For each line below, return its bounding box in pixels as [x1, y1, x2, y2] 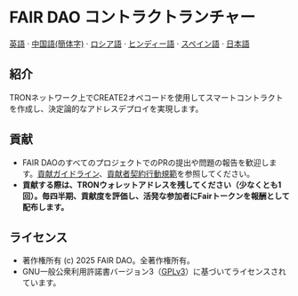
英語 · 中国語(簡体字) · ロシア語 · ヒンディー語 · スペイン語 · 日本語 [9, 38, 250, 49]
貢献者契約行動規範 [106, 168, 178, 179]
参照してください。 [184, 168, 255, 179]
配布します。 [21, 201, 69, 212]
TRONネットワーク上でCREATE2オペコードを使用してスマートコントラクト [9, 92, 284, 102]
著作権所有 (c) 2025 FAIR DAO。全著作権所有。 [21, 255, 195, 266]
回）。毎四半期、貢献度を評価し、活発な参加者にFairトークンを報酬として [21, 190, 290, 201]
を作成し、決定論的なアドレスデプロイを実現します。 [9, 103, 204, 114]
